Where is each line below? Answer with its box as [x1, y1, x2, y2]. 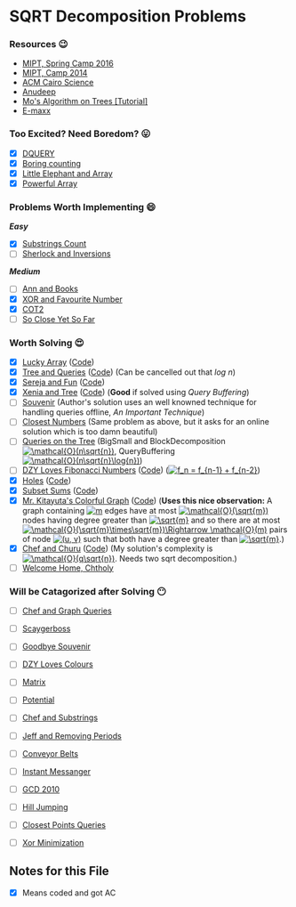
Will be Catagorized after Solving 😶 [9, 585, 167, 597]
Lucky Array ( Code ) [21, 357, 95, 367]
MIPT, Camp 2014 [21, 68, 88, 78]
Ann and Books [21, 283, 78, 295]
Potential [21, 694, 55, 705]
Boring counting [21, 158, 82, 168]
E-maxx [21, 105, 52, 117]
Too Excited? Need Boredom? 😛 [9, 127, 151, 140]
